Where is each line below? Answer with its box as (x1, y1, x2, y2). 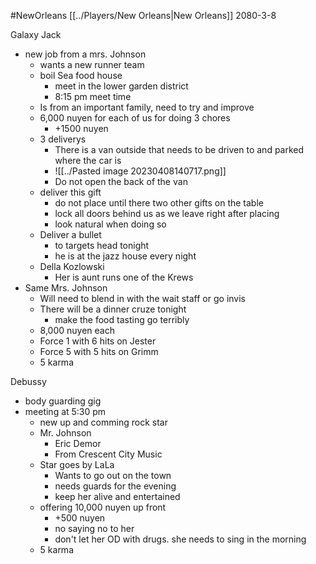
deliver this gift (39, 186, 102, 198)
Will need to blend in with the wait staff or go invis (39, 293, 246, 304)
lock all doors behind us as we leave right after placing (54, 208, 280, 219)
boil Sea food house (39, 70, 123, 81)
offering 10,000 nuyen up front (39, 501, 167, 513)
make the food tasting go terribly (54, 314, 190, 325)
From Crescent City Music (54, 448, 163, 460)
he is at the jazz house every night (54, 250, 197, 262)
